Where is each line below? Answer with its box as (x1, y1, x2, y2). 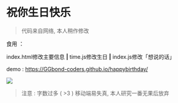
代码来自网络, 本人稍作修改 (21, 27, 89, 34)
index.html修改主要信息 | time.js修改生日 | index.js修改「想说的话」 (6, 53, 176, 60)
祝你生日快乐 (6, 6, 72, 20)
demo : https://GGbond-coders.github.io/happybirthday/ (6, 65, 148, 72)
